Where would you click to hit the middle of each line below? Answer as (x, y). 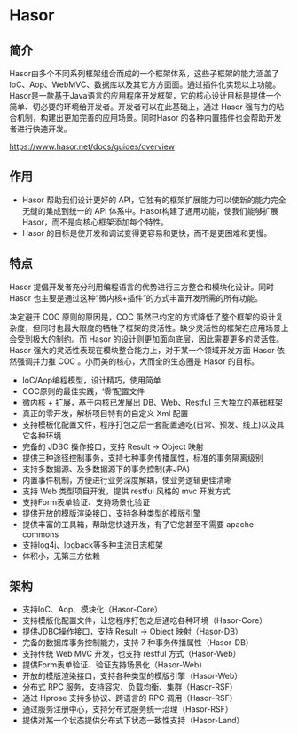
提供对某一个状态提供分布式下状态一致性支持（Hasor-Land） (133, 721)
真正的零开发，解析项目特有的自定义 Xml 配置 (105, 413)
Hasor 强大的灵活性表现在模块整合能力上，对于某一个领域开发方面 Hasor (142, 350)
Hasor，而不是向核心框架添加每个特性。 (95, 222)
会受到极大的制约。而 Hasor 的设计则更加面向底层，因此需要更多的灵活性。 (147, 339)
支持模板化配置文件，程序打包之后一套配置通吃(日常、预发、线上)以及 (149, 424)
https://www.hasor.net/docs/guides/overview (92, 146)
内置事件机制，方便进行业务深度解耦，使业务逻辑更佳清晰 (127, 479)
